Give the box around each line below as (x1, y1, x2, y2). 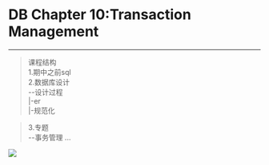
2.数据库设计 (27, 77, 70, 87)
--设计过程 (27, 87, 63, 96)
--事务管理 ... (27, 132, 71, 142)
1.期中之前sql (27, 67, 71, 77)
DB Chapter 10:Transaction (8, 6, 192, 24)
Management (8, 22, 99, 41)
